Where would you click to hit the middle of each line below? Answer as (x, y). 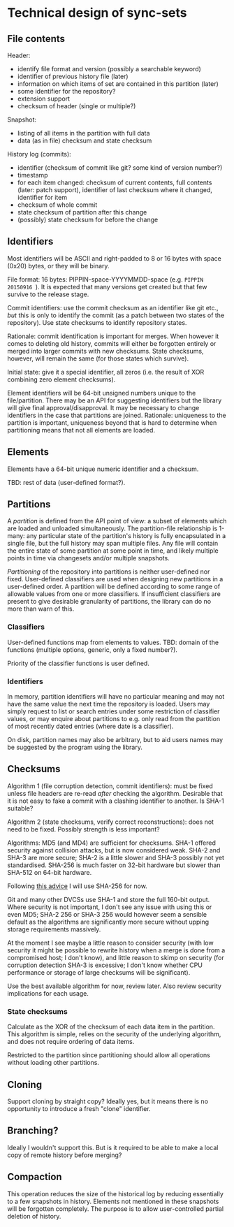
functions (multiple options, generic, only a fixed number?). (93, 649)
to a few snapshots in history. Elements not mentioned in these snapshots (113, 1201)
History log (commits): (39, 154)
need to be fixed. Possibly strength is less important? (83, 829)
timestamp (32, 175)
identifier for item (42, 197)
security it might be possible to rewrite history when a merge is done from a (116, 950)
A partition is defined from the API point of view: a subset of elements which (117, 521)
